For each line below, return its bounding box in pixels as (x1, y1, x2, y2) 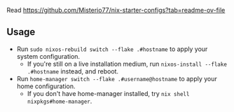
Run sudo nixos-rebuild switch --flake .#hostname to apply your (16, 45, 208, 53)
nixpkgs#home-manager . (27, 97, 92, 105)
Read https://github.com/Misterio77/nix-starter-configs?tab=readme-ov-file (6, 6, 226, 14)
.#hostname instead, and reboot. (27, 66, 119, 76)
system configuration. (16, 52, 81, 60)
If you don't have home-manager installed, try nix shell (27, 89, 190, 97)
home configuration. (16, 82, 76, 90)
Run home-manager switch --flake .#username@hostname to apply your (16, 74, 218, 83)
